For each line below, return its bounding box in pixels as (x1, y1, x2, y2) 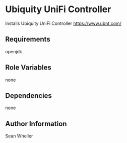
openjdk (5, 48, 23, 54)
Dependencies (5, 91, 52, 100)
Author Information (5, 119, 67, 128)
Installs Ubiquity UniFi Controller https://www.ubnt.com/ (5, 20, 122, 26)
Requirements (5, 35, 50, 44)
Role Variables (5, 63, 51, 72)
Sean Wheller (5, 133, 33, 139)
